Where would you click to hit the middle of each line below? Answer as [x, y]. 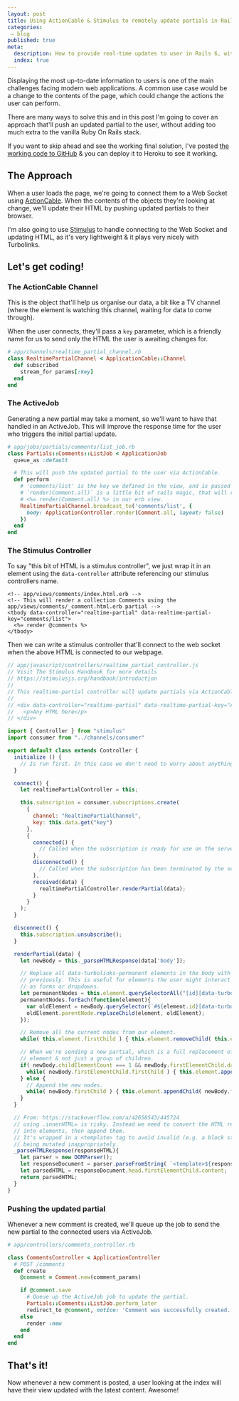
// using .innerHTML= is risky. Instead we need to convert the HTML [119, 1124]
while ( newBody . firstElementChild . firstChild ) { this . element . [123, 1072]
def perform [32, 480]
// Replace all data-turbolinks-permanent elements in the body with [126, 974]
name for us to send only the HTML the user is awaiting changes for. [108, 339]
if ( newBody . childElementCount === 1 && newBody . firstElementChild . [124, 1065]
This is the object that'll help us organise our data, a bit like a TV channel [114, 302]
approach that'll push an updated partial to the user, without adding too [112, 124]
